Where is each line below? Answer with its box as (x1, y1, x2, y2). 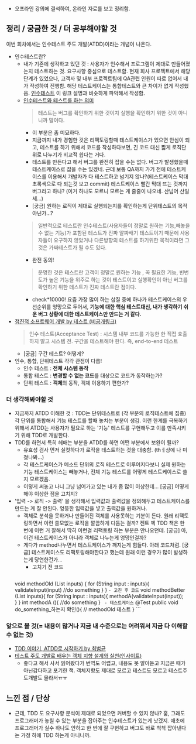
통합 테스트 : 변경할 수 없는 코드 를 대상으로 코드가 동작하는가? (23, 372, 163, 379)
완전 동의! (32, 256, 54, 263)
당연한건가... (34, 556, 63, 563)
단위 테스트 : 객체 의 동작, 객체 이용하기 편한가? (23, 379, 129, 386)
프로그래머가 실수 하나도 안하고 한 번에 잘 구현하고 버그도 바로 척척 (14, 725, 166, 732)
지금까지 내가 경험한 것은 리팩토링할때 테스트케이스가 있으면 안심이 (32, 136, 184, 143)
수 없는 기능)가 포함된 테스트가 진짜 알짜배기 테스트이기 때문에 (37, 229, 179, 236)
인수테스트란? (14, 53, 46, 60)
